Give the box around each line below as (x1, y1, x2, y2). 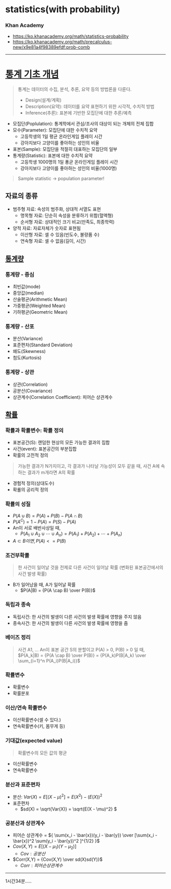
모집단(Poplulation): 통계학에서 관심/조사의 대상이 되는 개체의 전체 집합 (12, 121, 154, 127)
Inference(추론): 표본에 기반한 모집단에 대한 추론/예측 (25, 110, 132, 116)
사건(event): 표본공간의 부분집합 (12, 446, 77, 452)
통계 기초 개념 (5, 68, 59, 80)
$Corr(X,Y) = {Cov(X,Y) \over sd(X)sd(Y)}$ (12, 856, 103, 862)
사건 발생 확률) (17, 571, 47, 577)
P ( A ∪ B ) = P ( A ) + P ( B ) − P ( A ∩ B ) (12, 513, 83, 519)
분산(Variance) (12, 336, 43, 342)
